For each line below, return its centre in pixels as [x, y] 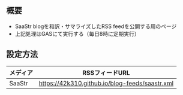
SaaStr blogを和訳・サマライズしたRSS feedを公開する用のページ [96, 26]
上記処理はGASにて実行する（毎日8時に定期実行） [77, 33]
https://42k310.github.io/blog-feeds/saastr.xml [106, 83]
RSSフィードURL [106, 72]
